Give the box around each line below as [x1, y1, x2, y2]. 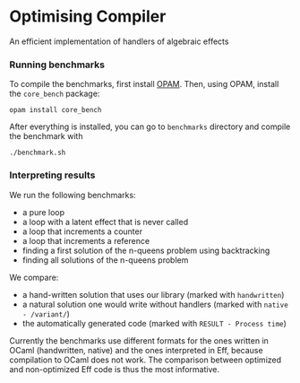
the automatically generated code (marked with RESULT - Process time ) [21, 318, 287, 328]
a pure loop [21, 206, 65, 217]
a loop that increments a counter [21, 226, 143, 237]
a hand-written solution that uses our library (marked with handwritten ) [21, 289, 285, 300]
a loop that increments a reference [21, 235, 150, 246]
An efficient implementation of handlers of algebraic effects [9, 36, 229, 47]
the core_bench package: [9, 88, 100, 100]
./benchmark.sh [9, 148, 66, 158]
